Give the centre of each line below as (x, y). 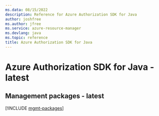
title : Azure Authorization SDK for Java (49, 42)
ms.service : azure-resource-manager (43, 28)
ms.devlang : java (23, 33)
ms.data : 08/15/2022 (27, 10)
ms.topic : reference (27, 38)
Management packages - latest (55, 96)
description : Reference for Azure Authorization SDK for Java (71, 14)
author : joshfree (23, 19)
